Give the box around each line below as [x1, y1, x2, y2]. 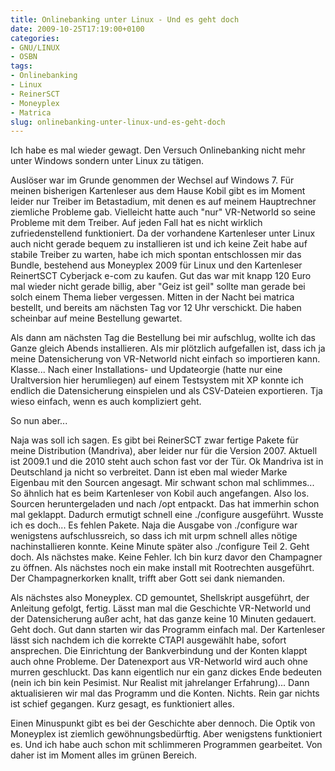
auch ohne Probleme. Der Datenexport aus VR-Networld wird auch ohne [10, 656, 308, 668]
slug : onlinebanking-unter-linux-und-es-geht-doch [10, 117, 226, 127]
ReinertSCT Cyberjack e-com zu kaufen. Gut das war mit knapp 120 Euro [10, 270, 312, 282]
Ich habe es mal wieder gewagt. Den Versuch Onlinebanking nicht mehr [10, 144, 306, 156]
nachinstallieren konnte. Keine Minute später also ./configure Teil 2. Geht [10, 541, 310, 553]
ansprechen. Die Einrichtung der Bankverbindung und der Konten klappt [10, 645, 308, 657]
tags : [10, 61, 33, 71]
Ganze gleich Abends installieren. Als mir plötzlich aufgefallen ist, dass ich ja [10, 342, 326, 355]
